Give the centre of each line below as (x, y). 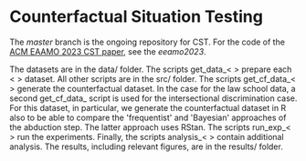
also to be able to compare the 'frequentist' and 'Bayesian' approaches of (148, 117)
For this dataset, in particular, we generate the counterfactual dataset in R (148, 107)
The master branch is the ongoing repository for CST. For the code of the (148, 42)
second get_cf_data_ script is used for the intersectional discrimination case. (153, 98)
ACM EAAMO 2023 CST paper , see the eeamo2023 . (108, 51)
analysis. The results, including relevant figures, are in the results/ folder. (146, 146)
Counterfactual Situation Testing (136, 17)
